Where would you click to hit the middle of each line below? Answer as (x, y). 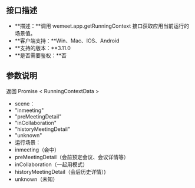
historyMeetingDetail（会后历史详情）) (60, 171)
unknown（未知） (36, 179)
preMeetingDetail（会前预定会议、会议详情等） (72, 157)
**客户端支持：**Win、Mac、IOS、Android (67, 41)
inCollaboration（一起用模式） (51, 164)
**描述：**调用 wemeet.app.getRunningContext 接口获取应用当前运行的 (102, 26)
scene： (25, 103)
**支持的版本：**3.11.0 (42, 48)
